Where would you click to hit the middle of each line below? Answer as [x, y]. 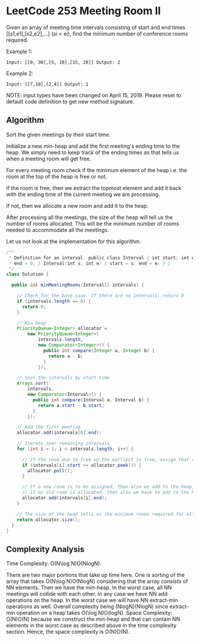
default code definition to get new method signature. [70, 101]
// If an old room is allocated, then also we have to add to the [105, 493]
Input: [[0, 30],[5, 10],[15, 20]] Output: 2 [63, 62]
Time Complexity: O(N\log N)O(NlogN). [54, 564]
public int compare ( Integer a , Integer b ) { [99, 350]
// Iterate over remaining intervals [63, 443]
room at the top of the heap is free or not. [57, 176]
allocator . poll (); [50, 471]
